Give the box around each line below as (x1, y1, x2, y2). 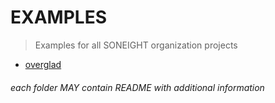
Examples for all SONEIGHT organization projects (34, 39, 238, 51)
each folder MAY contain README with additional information (10, 81, 265, 93)
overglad (24, 58, 62, 70)
